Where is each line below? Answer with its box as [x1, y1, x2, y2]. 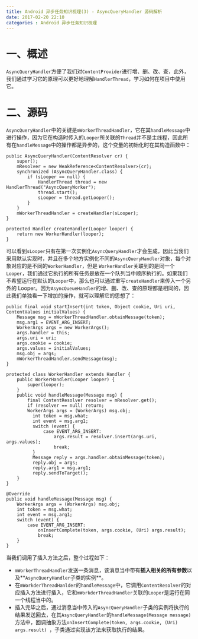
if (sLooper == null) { [27, 174, 86, 180]
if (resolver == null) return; [27, 403, 105, 409]
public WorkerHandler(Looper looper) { [17, 377, 115, 383]
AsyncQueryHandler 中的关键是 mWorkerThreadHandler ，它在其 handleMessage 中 [6, 126, 190, 134]
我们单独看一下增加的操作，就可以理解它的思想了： [11, 292, 136, 299]
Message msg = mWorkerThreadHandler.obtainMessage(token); [17, 314, 165, 321]
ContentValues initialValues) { [6, 309, 86, 315]
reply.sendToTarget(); [32, 470, 89, 476]
